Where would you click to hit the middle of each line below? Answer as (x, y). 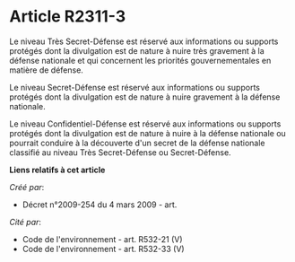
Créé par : (27, 187)
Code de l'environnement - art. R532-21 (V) (102, 239)
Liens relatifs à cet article (57, 170)
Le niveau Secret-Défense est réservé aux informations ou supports (134, 87)
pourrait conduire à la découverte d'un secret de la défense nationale (137, 143)
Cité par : (26, 222)
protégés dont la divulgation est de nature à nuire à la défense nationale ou (148, 133)
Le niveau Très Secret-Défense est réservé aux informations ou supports (144, 41)
